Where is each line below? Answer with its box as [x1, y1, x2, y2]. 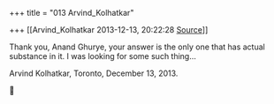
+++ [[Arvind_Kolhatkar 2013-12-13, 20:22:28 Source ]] [9, 25, 209, 34]
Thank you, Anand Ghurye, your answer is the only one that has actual [9, 41, 265, 52]
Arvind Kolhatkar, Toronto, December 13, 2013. [9, 68, 179, 78]
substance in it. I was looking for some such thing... [9, 51, 197, 61]
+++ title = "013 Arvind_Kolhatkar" [9, 8, 134, 18]
